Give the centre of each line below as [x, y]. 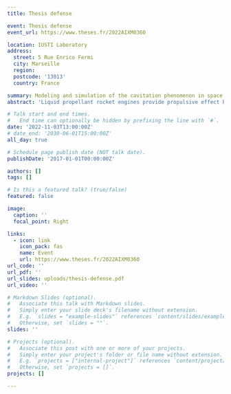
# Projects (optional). [41, 342]
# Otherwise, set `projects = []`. [61, 368]
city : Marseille [36, 64]
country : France [36, 83]
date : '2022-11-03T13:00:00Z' [51, 127]
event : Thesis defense [40, 26]
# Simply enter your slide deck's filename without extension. [102, 310]
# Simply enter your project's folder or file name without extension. [115, 355]
